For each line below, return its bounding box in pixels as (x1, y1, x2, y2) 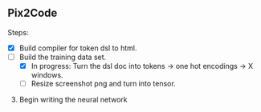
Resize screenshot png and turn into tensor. (31, 79, 176, 88)
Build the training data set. (18, 52, 107, 62)
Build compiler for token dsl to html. (18, 43, 137, 53)
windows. (31, 70, 63, 79)
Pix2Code (7, 6, 58, 20)
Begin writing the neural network (18, 95, 128, 105)
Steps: (7, 27, 29, 37)
